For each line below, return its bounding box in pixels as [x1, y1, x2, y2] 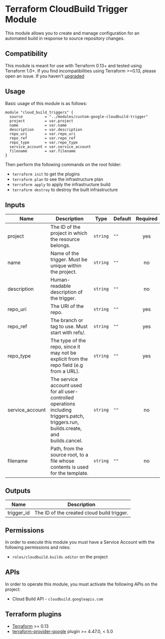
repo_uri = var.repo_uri [9, 131, 76, 136]
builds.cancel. [50, 437, 82, 444]
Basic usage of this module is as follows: [5, 100, 87, 106]
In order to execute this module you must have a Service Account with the [5, 539, 155, 545]
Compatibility [5, 50, 48, 58]
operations [50, 400, 76, 407]
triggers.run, [50, 419, 79, 426]
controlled [50, 394, 74, 401]
